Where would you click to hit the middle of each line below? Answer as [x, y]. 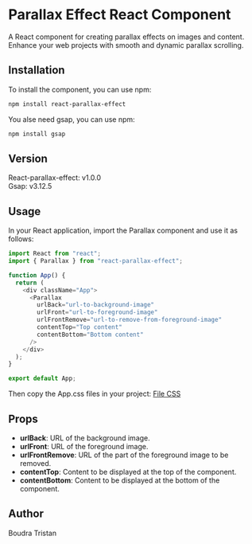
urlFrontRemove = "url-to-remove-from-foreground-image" [130, 320]
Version [28, 158]
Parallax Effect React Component [120, 15]
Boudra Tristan [33, 533]
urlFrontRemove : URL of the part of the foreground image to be [124, 455]
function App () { [37, 275]
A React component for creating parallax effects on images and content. [126, 37]
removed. [35, 463]
